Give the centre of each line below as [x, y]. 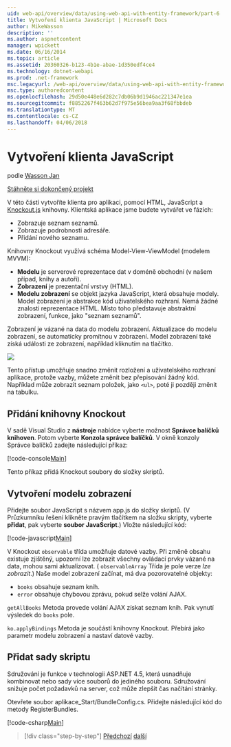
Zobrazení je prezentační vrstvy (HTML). [75, 286]
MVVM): [19, 259]
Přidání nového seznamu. [53, 238]
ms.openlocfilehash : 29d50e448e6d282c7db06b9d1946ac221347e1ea [100, 97]
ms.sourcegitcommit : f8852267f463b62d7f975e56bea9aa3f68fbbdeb [100, 103]
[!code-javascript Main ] [40, 538]
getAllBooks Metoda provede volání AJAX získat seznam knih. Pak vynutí [111, 608]
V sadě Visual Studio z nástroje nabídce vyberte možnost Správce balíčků [113, 430]
